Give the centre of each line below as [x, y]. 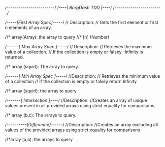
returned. [15, 57]
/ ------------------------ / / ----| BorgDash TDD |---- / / [60, 8]
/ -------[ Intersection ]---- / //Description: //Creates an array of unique [76, 100]
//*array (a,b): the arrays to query [39, 139]
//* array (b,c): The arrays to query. [41, 115]
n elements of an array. [29, 28]
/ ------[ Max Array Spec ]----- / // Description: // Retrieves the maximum [78, 46]
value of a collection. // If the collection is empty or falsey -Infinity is [74, 52]
